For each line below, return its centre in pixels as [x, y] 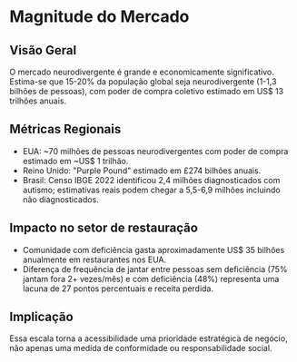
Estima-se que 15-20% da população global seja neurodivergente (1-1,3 [143, 82]
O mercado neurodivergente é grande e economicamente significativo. [142, 72]
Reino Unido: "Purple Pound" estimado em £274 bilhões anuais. [142, 171]
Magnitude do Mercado [99, 17]
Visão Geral [43, 50]
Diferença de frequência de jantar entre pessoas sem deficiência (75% [155, 269]
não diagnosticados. [61, 199]
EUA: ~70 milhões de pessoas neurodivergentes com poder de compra [155, 151]
